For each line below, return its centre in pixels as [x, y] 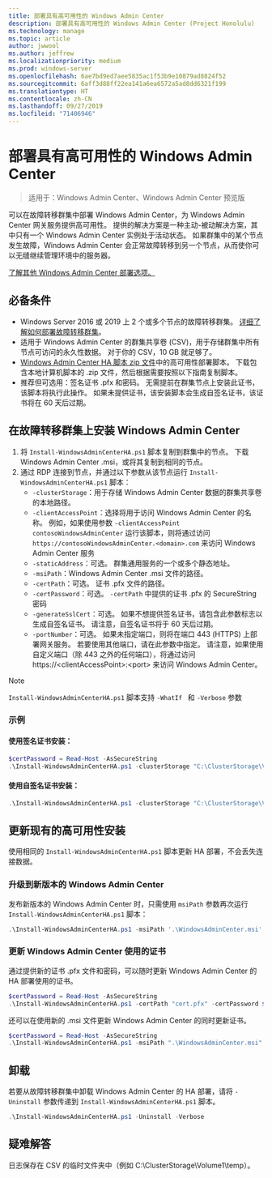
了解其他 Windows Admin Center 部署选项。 [82, 272]
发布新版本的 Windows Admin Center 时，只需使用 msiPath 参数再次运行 [128, 903]
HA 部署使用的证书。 [43, 980]
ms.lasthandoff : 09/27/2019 [56, 106]
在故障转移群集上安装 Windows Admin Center [124, 431]
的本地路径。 [53, 502]
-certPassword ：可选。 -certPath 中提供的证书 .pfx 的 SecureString [144, 593]
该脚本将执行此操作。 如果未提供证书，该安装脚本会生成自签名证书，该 [138, 392]
